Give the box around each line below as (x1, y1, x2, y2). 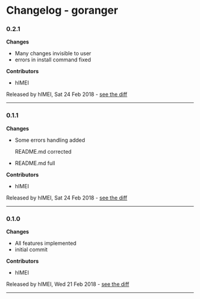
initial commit (14, 246, 48, 253)
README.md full (14, 159, 55, 167)
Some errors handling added (14, 136, 85, 144)
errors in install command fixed (14, 56, 91, 63)
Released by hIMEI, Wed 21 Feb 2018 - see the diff (6, 281, 130, 288)
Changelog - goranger (6, 4, 118, 17)
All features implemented (14, 239, 77, 247)
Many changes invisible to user (14, 50, 92, 57)
